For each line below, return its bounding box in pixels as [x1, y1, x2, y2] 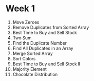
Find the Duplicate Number [12, 40, 67, 46]
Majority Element [12, 66, 47, 72]
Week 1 [5, 3, 35, 14]
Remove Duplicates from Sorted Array [12, 24, 89, 30]
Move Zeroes [12, 19, 39, 25]
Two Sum [12, 35, 32, 41]
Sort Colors [12, 55, 36, 61]
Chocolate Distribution [12, 71, 58, 77]
